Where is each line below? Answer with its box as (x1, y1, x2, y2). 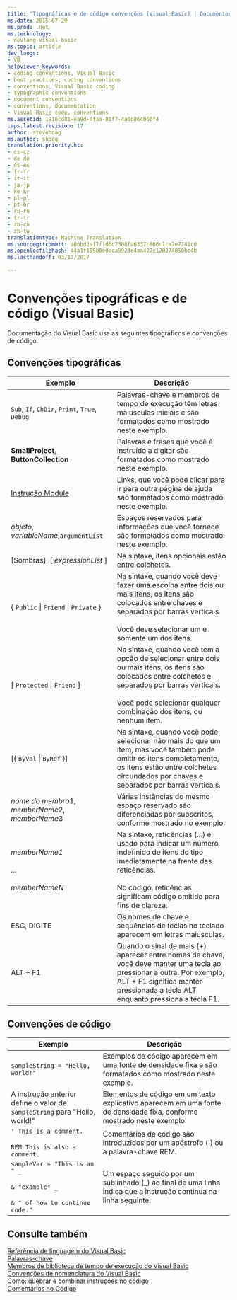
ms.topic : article (7, 43, 61, 50)
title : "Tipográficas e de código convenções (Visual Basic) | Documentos (7, 10, 232, 18)
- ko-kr (7, 188, 30, 195)
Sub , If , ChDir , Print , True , (11, 404, 97, 414)
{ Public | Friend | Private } (11, 602, 102, 612)
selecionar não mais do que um (116, 735, 221, 745)
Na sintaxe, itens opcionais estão (116, 551, 226, 560)
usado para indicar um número (116, 838, 219, 848)
